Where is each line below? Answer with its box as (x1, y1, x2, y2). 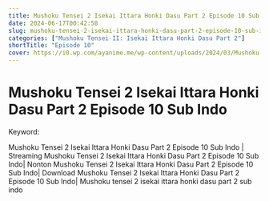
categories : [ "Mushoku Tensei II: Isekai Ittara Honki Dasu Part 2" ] (8, 34, 246, 42)
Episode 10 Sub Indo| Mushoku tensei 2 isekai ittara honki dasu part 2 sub (8, 176, 252, 186)
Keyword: (8, 127, 40, 136)
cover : (8, 49, 30, 57)
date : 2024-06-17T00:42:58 (8, 19, 98, 27)
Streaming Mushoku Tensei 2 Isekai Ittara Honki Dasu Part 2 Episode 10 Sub (8, 151, 259, 160)
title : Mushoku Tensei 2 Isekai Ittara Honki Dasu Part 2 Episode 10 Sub (8, 11, 260, 20)
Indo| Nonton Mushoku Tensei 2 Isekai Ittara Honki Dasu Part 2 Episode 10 (8, 159, 254, 169)
